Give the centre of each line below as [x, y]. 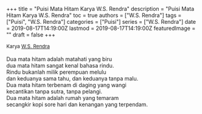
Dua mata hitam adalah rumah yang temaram [63, 98]
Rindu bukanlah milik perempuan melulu [56, 72]
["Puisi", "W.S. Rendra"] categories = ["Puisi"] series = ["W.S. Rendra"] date [101, 22]
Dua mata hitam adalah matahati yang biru [59, 59]
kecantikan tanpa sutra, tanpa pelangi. [54, 91]
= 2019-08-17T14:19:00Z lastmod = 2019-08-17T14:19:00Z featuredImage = [101, 28]
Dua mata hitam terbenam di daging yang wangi [66, 85]
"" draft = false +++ [31, 35]
